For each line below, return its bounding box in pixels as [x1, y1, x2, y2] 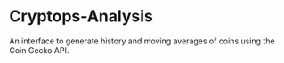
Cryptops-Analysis [9, 6, 153, 27]
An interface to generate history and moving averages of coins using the [9, 35, 275, 46]
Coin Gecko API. [9, 44, 69, 55]
